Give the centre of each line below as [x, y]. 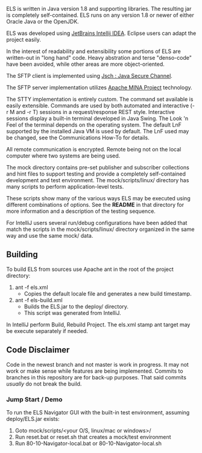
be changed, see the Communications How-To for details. [78, 138]
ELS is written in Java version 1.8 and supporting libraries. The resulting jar [99, 9]
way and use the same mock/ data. [50, 236]
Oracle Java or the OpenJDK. [43, 21]
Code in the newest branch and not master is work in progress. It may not [97, 364]
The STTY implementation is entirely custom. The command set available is [100, 99]
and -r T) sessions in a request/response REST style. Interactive [95, 112]
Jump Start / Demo [34, 399]
